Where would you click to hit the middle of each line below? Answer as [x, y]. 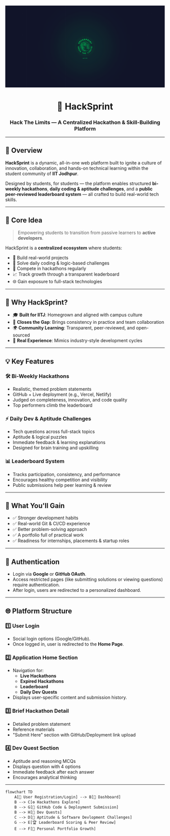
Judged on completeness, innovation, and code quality [70, 400]
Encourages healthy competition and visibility [60, 480]
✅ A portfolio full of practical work [48, 535]
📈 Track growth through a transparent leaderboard [66, 274]
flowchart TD [19, 792]
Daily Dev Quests [38, 692]
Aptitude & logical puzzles [40, 437]
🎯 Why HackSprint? [37, 302]
